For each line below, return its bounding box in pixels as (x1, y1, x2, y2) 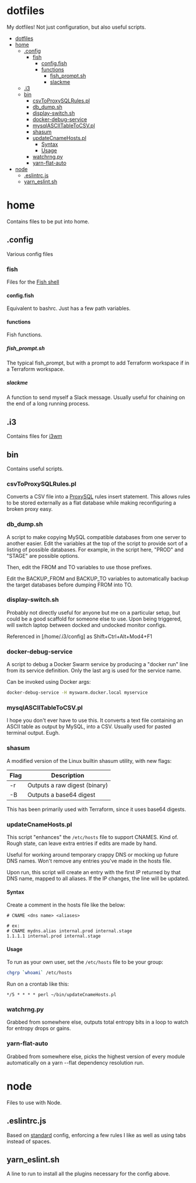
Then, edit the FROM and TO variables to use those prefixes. (6, 564, 152, 571)
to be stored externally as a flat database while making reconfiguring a (6, 499, 177, 506)
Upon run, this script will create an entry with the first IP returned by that (6, 868, 181, 875)
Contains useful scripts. (6, 465, 64, 472)
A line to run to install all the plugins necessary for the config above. (6, 1170, 170, 1177)
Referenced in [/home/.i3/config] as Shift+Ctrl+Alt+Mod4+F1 (6, 633, 152, 640)
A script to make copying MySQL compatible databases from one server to (6, 533, 187, 540)
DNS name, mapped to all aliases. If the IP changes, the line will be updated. (6, 875, 190, 882)
